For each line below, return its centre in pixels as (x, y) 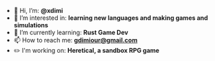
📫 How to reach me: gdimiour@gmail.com (75, 40)
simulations (31, 25)
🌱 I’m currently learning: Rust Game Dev (71, 32)
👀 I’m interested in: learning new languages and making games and (111, 18)
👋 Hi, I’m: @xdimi (38, 11)
